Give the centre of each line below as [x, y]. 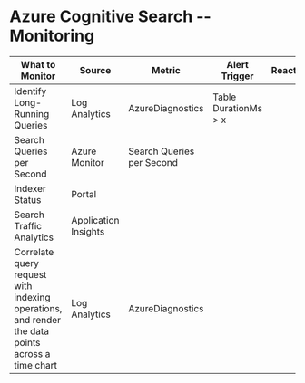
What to [38, 64]
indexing [32, 297]
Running [32, 113]
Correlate [34, 252]
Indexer [30, 188]
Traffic [28, 225]
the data [32, 330]
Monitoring [52, 36]
